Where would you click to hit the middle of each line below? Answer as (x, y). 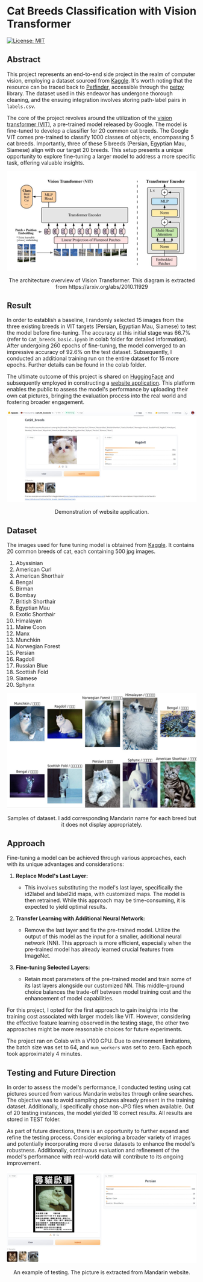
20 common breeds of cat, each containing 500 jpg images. (81, 551)
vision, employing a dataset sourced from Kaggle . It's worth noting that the (100, 80)
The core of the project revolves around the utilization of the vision (89, 118)
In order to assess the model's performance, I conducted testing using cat (99, 1087)
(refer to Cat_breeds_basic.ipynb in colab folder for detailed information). (98, 339)
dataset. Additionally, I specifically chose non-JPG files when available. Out (100, 1107)
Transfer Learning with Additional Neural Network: (80, 918)
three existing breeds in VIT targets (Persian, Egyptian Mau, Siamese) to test (101, 326)
